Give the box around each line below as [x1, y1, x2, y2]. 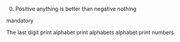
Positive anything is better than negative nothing [15, 5, 137, 12]
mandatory [6, 17, 34, 24]
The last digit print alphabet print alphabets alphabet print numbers [6, 29, 175, 36]
